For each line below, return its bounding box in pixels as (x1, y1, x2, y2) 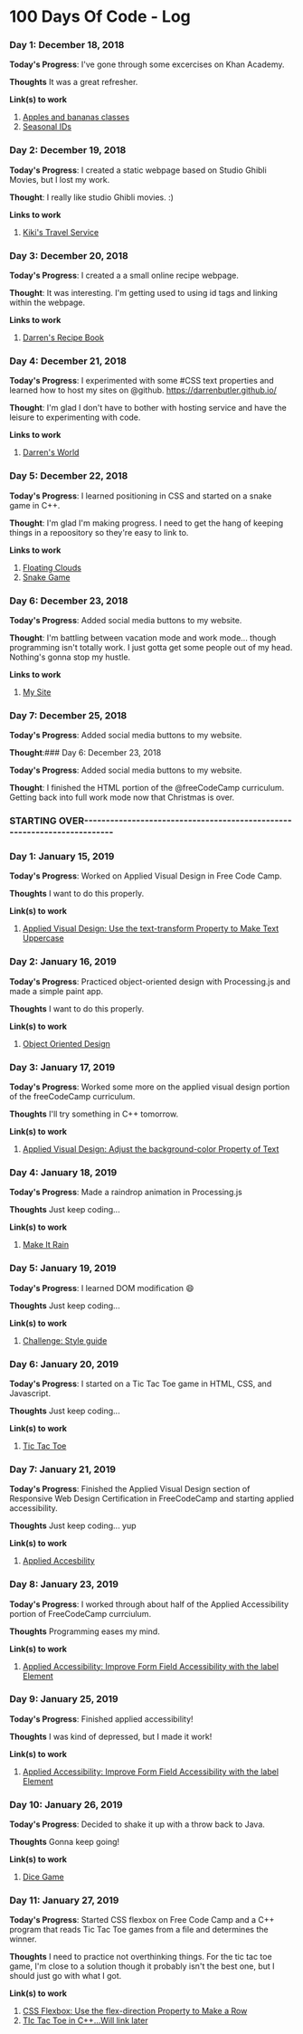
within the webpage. (9, 297, 86, 309)
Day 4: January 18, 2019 (9, 1166, 118, 1178)
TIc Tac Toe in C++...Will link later (22, 2015, 148, 2026)
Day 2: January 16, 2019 (9, 955, 118, 968)
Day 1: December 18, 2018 (9, 39, 125, 52)
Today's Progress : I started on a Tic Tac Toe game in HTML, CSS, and (9, 1378, 272, 1389)
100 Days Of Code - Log (9, 6, 192, 27)
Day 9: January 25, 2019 (9, 1693, 119, 1706)
